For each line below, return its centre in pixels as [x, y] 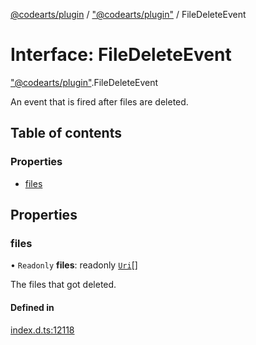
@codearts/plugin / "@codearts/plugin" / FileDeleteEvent [128, 14]
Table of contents [66, 133]
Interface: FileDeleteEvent [121, 55]
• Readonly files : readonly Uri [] [74, 265]
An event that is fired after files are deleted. [99, 101]
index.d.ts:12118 [42, 330]
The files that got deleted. [63, 285]
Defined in [32, 307]
